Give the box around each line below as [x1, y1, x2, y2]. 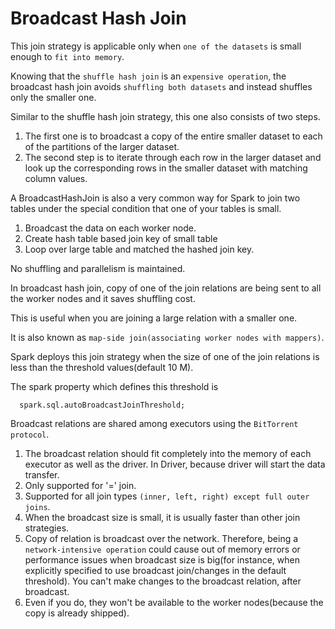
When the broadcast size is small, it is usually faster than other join [24, 511, 301, 523]
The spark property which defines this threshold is [10, 380, 219, 392]
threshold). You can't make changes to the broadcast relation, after [24, 575, 302, 587]
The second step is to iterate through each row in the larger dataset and [24, 151, 322, 163]
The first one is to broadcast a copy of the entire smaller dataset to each [24, 130, 323, 142]
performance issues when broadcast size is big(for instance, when [24, 553, 300, 566]
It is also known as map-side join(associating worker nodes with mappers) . [10, 331, 325, 343]
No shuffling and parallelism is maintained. [10, 262, 186, 274]
